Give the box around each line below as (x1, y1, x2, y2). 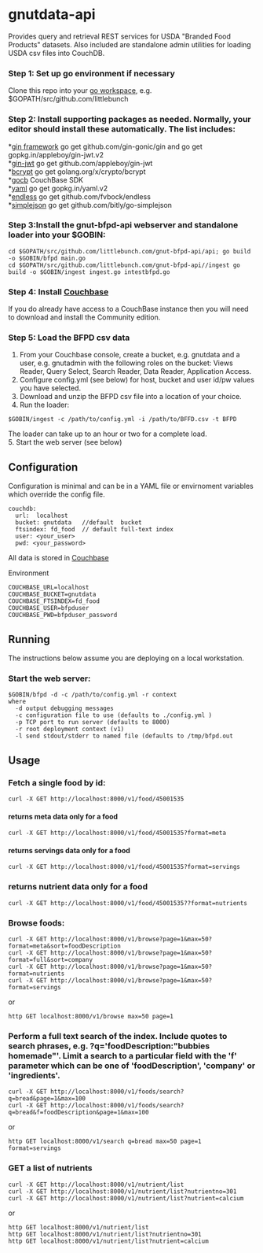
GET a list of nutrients (8, 1162, 93, 1174)
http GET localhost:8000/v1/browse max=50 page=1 (8, 1013, 174, 1021)
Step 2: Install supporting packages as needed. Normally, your (8, 114, 251, 125)
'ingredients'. (8, 1070, 60, 1081)
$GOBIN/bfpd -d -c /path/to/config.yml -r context (8, 691, 177, 699)
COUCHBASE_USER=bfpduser (8, 604, 89, 612)
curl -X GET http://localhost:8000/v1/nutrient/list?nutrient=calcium (8, 1194, 244, 1202)
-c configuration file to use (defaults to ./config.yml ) (15, 712, 213, 719)
